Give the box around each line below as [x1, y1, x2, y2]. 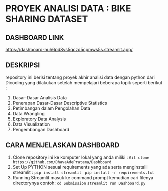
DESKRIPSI [5, 61, 40, 70]
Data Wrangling [12, 110, 45, 116]
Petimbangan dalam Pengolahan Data [12, 105, 90, 111]
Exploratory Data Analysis [12, 116, 66, 122]
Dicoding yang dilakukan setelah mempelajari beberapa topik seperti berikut [5, 79, 163, 85]
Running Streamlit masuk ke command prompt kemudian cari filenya [12, 174, 154, 180]
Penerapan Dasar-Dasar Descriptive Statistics [12, 100, 107, 106]
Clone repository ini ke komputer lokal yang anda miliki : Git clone [12, 154, 149, 160]
